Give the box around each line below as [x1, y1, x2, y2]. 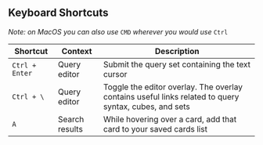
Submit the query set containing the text [103, 59, 251, 70]
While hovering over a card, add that [103, 114, 237, 125]
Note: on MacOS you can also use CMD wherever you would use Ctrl [8, 27, 229, 36]
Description [154, 45, 200, 56]
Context [61, 45, 92, 56]
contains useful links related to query [103, 91, 240, 102]
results [57, 123, 84, 134]
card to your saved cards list [103, 123, 207, 134]
